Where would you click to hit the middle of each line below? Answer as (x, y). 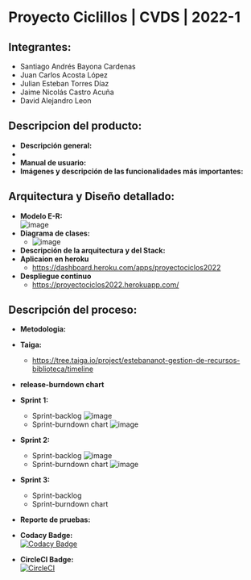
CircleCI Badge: (47, 560)
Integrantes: (40, 47)
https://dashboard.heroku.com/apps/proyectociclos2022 (126, 267)
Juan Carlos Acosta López (64, 75)
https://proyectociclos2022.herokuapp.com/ (105, 284)
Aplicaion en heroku (54, 259)
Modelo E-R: (41, 216)
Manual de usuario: (53, 162)
